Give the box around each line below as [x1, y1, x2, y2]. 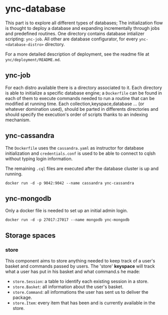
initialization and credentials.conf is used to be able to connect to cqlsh [5, 150, 156, 156]
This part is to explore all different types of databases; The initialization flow [5, 20, 163, 26]
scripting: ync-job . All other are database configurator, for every [5, 36, 138, 42]
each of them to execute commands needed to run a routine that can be [5, 95, 155, 101]
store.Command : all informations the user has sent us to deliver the [12, 289, 149, 295]
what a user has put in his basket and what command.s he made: [5, 268, 140, 275]
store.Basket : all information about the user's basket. [12, 284, 124, 290]
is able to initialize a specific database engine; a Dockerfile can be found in [5, 89, 162, 96]
